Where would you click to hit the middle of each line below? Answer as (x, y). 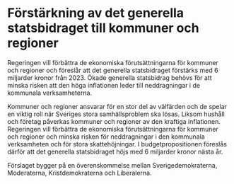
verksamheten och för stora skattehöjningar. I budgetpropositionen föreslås (117, 144)
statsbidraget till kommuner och (103, 28)
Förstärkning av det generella (96, 13)
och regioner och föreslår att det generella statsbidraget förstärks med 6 (113, 70)
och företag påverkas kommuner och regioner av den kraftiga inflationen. (114, 121)
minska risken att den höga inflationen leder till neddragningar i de (104, 85)
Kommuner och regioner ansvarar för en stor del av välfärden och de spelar (117, 106)
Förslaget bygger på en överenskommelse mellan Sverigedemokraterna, (112, 165)
